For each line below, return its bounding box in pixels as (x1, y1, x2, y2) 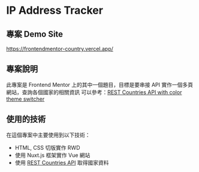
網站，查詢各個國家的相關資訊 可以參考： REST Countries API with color (6, 88, 182, 96)
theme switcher (6, 95, 45, 102)
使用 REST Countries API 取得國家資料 (14, 159, 109, 166)
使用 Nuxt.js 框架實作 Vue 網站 (14, 151, 91, 159)
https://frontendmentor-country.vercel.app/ (6, 46, 114, 52)
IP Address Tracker (6, 4, 104, 17)
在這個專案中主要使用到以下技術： (6, 131, 91, 138)
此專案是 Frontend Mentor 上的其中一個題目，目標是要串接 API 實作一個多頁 (6, 81, 194, 88)
